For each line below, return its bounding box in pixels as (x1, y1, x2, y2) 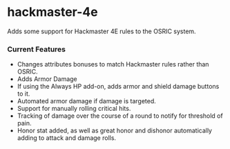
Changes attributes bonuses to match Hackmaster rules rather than (17, 60, 209, 69)
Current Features (7, 44, 66, 54)
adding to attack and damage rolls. (17, 134, 116, 142)
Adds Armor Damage (17, 75, 77, 83)
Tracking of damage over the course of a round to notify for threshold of (17, 112, 223, 120)
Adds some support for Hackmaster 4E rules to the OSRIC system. (7, 27, 196, 35)
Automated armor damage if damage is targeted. (17, 97, 157, 105)
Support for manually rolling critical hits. (17, 105, 131, 113)
